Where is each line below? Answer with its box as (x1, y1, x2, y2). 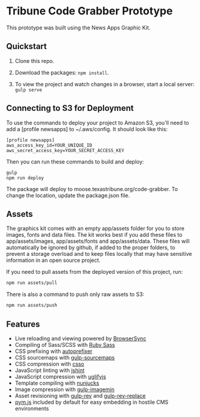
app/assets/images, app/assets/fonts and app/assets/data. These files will (6, 238, 190, 245)
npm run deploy (6, 175, 44, 181)
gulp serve (14, 87, 43, 93)
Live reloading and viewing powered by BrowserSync (14, 334, 147, 342)
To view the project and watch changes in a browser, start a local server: (14, 80, 195, 87)
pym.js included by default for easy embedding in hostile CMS (14, 398, 169, 406)
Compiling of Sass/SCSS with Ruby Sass (14, 341, 116, 348)
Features (6, 319, 40, 329)
